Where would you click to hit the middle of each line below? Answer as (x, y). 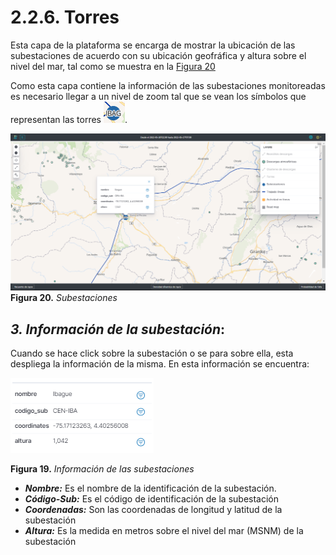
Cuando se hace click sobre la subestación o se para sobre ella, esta (152, 353)
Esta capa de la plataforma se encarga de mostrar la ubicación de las (153, 45)
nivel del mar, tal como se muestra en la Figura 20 (113, 66)
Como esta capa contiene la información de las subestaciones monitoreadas (168, 85)
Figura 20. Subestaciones (64, 298)
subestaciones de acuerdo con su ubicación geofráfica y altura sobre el (158, 55)
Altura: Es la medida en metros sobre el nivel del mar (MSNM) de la (164, 531)
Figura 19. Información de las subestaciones (102, 469)
